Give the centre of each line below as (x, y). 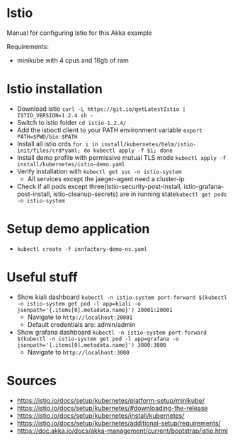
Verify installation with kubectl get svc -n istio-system (99, 171)
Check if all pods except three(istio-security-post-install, (99, 186)
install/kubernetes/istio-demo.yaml (71, 164)
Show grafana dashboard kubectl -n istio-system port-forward (111, 332)
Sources (32, 381)
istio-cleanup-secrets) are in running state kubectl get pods (140, 194)
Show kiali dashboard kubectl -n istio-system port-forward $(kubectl (122, 297)
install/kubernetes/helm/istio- (149, 144)
